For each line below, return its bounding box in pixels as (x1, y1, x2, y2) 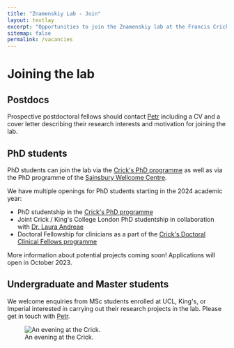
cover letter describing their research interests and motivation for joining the (7, 120, 226, 128)
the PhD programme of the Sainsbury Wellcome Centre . (7, 173, 167, 181)
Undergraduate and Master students (7, 278, 169, 290)
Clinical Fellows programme (17, 237, 97, 245)
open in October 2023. (7, 258, 72, 266)
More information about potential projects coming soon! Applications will (7, 250, 216, 259)
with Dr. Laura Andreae (17, 222, 84, 231)
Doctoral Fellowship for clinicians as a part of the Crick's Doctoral (17, 229, 206, 238)
